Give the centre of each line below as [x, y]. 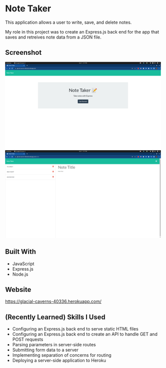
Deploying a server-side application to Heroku [59, 361]
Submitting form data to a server [45, 350]
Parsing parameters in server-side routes [54, 345]
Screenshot [23, 53]
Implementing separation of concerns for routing [62, 355]
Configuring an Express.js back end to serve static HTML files [75, 329]
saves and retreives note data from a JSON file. [53, 37]
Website [18, 289]
